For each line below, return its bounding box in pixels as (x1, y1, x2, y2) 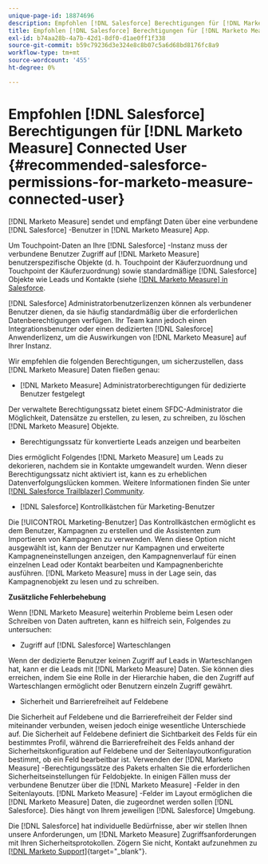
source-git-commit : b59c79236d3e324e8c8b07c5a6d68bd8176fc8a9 (8, 42, 219, 50)
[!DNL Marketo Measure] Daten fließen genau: (8, 364, 160, 374)
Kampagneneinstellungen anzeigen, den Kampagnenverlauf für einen (8, 551, 237, 560)
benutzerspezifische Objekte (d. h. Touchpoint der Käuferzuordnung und (8, 257, 248, 267)
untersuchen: (8, 624, 52, 634)
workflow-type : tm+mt (8, 49, 81, 57)
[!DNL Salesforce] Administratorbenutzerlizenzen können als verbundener (8, 298, 252, 308)
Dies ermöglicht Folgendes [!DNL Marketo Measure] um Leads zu (8, 452, 223, 462)
